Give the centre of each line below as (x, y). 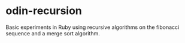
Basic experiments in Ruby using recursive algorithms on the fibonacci (92, 27)
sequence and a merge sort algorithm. (53, 33)
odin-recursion (44, 11)
